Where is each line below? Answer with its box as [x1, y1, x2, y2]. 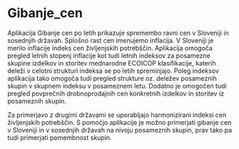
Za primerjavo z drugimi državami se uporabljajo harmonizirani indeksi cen [7, 111, 227, 119]
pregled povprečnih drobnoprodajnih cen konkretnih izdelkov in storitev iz [7, 89, 225, 98]
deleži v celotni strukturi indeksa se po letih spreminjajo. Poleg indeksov [7, 66, 220, 75]
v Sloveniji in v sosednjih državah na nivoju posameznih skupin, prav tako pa [7, 125, 233, 134]
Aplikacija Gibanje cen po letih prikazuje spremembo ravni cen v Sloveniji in [7, 29, 230, 37]
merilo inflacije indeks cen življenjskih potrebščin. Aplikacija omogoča [7, 43, 213, 52]
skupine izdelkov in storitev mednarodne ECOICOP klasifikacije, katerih [7, 58, 216, 67]
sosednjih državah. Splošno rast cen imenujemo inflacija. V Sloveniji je [7, 36, 214, 44]
